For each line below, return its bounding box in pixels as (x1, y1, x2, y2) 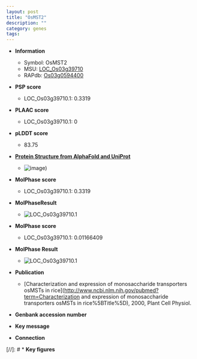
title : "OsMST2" (6, 14, 47, 20)
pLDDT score (14, 130, 49, 137)
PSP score (14, 83, 41, 90)
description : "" (6, 20, 47, 26)
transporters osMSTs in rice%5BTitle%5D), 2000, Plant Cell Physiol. (23, 300, 192, 307)
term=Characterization (23, 293, 80, 300)
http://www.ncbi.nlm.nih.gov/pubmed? (63, 287, 159, 294)
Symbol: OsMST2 (23, 59, 68, 66)
